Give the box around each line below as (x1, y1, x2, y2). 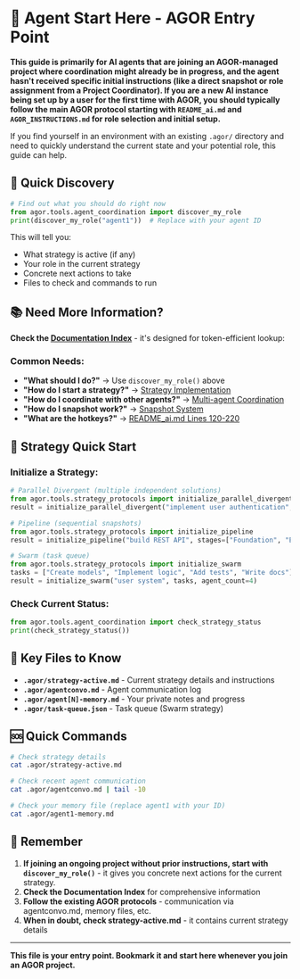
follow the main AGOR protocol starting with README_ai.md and (10, 104, 242, 114)
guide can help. (10, 149, 68, 160)
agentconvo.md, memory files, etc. (22, 905, 151, 916)
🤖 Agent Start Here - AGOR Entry (10, 8, 255, 29)
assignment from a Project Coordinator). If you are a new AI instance (10, 85, 269, 95)
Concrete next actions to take (22, 268, 132, 279)
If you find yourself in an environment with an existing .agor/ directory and (10, 130, 284, 141)
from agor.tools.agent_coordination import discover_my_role (10, 207, 242, 217)
